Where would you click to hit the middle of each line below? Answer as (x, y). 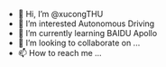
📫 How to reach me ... (60, 53)
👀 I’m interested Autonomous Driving (86, 24)
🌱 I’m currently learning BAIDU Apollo (88, 33)
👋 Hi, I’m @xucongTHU (60, 14)
